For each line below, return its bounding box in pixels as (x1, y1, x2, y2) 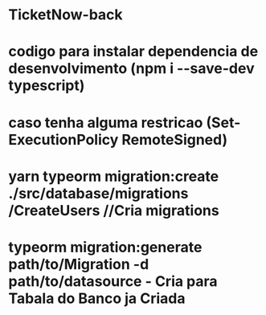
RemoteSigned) (121, 130, 227, 149)
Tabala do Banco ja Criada (8, 289, 186, 307)
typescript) (8, 76, 85, 95)
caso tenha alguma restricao (8, 113, 203, 132)
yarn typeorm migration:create (8, 167, 219, 186)
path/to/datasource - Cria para (8, 272, 219, 290)
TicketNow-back (8, 6, 123, 24)
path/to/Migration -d (8, 255, 149, 273)
